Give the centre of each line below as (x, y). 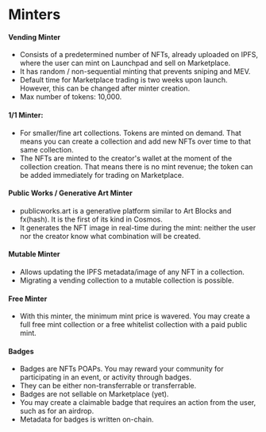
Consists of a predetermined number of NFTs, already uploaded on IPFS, (139, 55)
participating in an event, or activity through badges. (106, 377)
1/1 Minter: (26, 115)
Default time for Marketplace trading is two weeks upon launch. (123, 80)
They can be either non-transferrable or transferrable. (108, 386)
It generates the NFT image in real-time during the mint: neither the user (138, 227)
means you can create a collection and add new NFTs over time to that (135, 141)
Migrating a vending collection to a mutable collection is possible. (127, 280)
